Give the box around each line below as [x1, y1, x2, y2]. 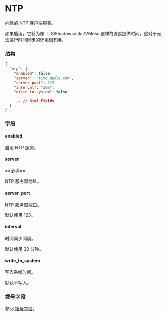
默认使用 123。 [5, 212, 36, 218]
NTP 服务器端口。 [5, 202, 42, 208]
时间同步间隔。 [5, 235, 36, 241]
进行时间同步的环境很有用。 [9, 37, 66, 43]
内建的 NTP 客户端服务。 [5, 20, 56, 26]
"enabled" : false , [14, 71, 52, 76]
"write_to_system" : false [14, 90, 68, 95]
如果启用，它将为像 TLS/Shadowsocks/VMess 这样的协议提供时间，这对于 [5, 30, 157, 36]
